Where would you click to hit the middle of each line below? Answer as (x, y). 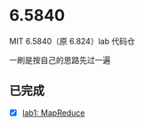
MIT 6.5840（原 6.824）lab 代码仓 (72, 41)
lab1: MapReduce (53, 113)
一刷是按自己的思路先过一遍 (60, 60)
